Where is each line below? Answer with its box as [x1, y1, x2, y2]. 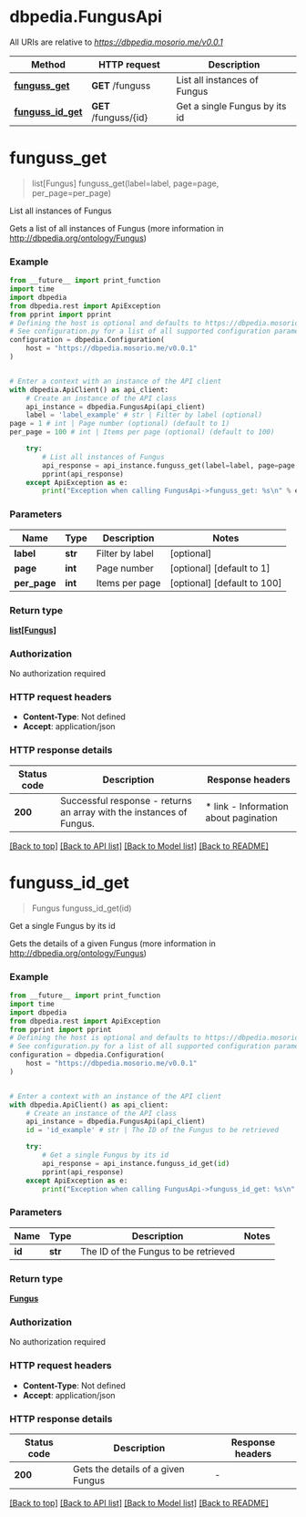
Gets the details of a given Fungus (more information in [9, 937, 217, 949]
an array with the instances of [60, 805, 188, 818]
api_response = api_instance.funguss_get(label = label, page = [42, 460, 280, 470]
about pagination [205, 811, 278, 824]
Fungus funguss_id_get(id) [31, 903, 132, 913]
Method [30, 57, 66, 70]
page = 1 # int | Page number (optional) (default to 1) [9, 419, 230, 428]
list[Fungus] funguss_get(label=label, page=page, [31, 178, 219, 189]
